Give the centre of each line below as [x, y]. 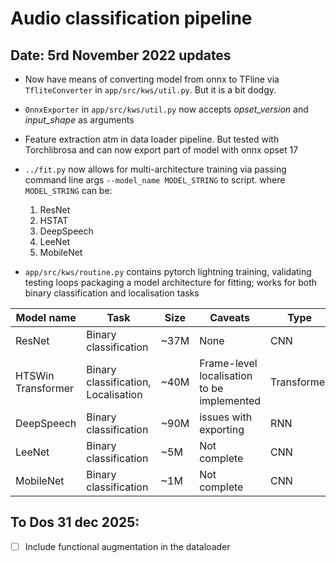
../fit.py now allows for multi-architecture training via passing [155, 169]
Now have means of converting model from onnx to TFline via [152, 79]
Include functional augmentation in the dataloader [127, 546]
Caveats [230, 317]
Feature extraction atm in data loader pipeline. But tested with [152, 139]
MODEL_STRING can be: [68, 190]
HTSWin [35, 375]
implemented [230, 400]
